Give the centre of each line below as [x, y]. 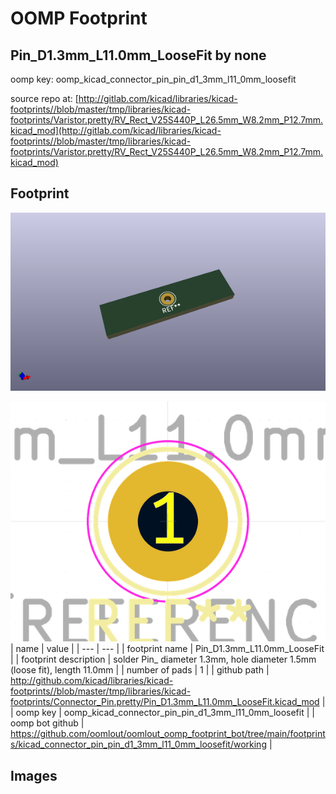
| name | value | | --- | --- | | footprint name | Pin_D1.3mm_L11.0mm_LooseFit [167, 649]
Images [34, 775]
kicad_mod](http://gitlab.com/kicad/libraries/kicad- [116, 130]
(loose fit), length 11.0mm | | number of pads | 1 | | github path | [140, 670]
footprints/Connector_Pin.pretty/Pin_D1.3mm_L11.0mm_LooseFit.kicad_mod [165, 702]
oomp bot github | [47, 723]
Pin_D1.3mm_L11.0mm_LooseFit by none [138, 55]
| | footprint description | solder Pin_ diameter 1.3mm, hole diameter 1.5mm [163, 659]
